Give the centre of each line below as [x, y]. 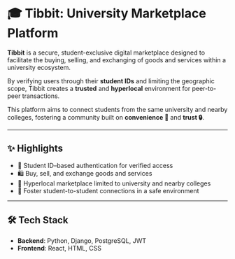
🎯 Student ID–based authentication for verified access [95, 165]
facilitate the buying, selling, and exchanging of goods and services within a [116, 59]
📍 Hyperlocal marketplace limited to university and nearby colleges [114, 183]
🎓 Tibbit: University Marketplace [107, 14]
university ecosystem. [39, 67]
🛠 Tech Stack [38, 220]
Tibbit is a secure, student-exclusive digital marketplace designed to [106, 52]
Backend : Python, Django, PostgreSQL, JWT [82, 240]
